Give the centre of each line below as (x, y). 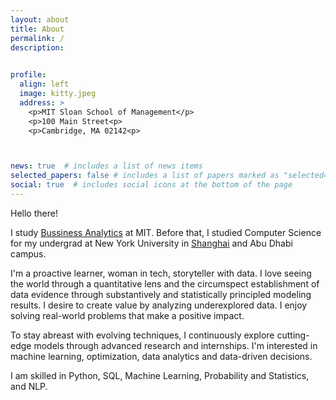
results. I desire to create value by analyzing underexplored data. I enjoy (159, 305)
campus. (28, 253)
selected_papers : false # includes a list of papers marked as (145, 176)
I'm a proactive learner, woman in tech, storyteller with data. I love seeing (161, 273)
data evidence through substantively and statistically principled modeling (161, 294)
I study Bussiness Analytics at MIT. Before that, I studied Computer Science (166, 232)
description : (37, 47)
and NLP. (29, 386)
